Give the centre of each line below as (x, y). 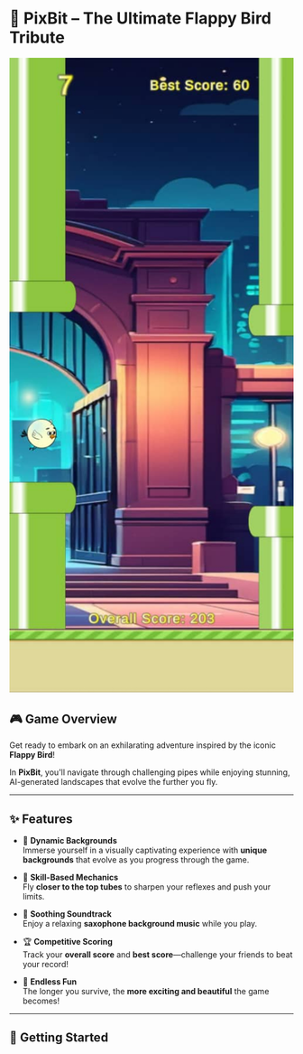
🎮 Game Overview (63, 718)
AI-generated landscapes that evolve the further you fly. (114, 782)
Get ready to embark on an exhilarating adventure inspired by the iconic (143, 745)
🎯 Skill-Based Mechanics (70, 877)
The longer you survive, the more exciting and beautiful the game (146, 991)
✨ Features (41, 819)
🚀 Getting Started (59, 1038)
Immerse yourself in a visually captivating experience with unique (145, 850)
